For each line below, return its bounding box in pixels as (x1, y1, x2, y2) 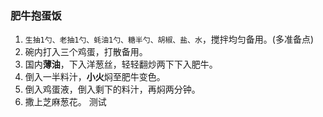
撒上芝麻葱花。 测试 (24, 96, 107, 108)
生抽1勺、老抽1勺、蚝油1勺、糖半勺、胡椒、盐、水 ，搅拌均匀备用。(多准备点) (24, 33, 315, 46)
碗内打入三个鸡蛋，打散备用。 (24, 46, 148, 58)
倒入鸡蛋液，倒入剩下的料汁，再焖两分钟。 (24, 83, 201, 96)
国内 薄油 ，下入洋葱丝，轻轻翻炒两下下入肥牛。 (24, 58, 218, 71)
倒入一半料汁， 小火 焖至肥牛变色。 (24, 71, 166, 83)
